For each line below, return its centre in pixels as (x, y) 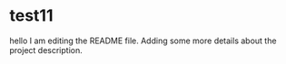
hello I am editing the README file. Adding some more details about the (143, 41)
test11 (31, 16)
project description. (46, 50)
